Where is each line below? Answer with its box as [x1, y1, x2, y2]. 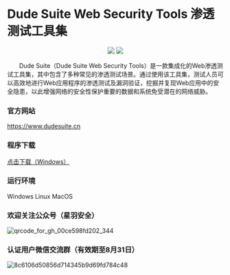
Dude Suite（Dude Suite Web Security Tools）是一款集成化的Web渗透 [19, 61, 218, 69]
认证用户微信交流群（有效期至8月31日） [7, 245, 139, 254]
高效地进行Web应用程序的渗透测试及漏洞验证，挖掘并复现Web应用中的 [12, 78, 214, 86]
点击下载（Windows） [7, 157, 70, 165]
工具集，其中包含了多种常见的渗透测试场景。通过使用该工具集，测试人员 [12, 70, 218, 78]
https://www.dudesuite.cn [7, 122, 81, 130]
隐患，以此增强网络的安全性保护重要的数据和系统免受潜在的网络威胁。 [12, 87, 211, 95]
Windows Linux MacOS [7, 192, 73, 200]
